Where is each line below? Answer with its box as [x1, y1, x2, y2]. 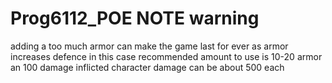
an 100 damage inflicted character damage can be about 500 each [10, 61, 285, 73]
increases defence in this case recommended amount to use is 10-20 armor [10, 50, 323, 62]
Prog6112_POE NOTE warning [10, 7, 260, 30]
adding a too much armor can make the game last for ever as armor [10, 40, 289, 52]
